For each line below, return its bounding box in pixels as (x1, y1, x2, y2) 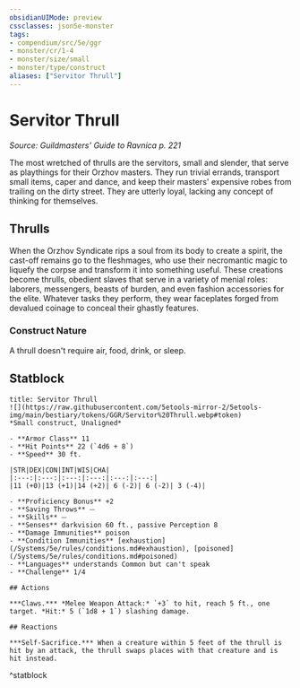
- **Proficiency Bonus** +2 (9, 497, 115, 506)
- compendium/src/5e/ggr (9, 38, 102, 48)
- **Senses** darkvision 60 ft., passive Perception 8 (9, 520, 219, 529)
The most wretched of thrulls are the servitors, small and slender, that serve (9, 157, 289, 168)
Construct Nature (9, 325, 87, 337)
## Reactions (9, 623, 58, 631)
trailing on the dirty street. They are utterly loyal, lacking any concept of (9, 186, 274, 196)
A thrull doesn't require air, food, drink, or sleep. (9, 344, 186, 355)
